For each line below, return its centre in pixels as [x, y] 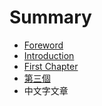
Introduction [49, 55]
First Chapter [51, 66]
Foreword [43, 45]
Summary [50, 17]
